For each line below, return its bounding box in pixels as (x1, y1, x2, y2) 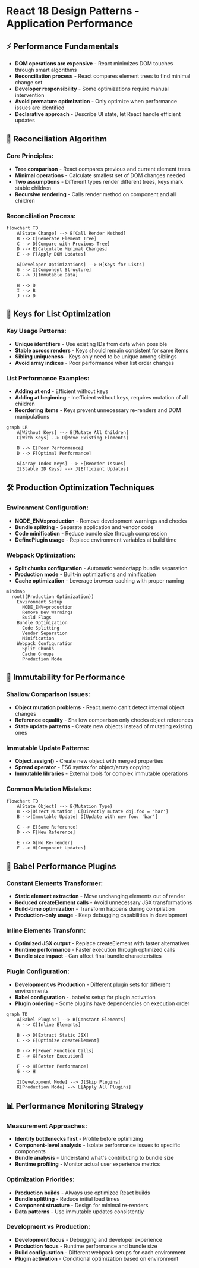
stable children (14, 184, 52, 191)
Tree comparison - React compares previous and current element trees (14, 165, 191, 172)
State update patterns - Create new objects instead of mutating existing (14, 722, 192, 729)
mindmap (6, 589, 26, 594)
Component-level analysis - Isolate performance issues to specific (14, 1141, 181, 1149)
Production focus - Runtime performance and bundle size (14, 1242, 157, 1250)
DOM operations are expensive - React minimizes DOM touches (14, 60, 173, 67)
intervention (14, 92, 45, 99)
